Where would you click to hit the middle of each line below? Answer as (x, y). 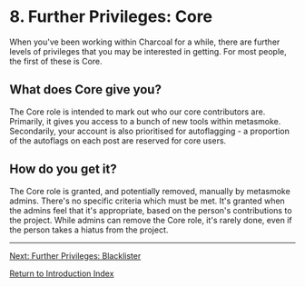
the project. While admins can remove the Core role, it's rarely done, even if (151, 220)
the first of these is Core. (56, 61)
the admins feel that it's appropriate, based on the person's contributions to (151, 210)
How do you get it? (63, 169)
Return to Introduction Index (62, 273)
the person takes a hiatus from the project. (89, 230)
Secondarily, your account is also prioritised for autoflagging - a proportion (150, 131)
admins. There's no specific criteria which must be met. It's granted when (148, 201)
